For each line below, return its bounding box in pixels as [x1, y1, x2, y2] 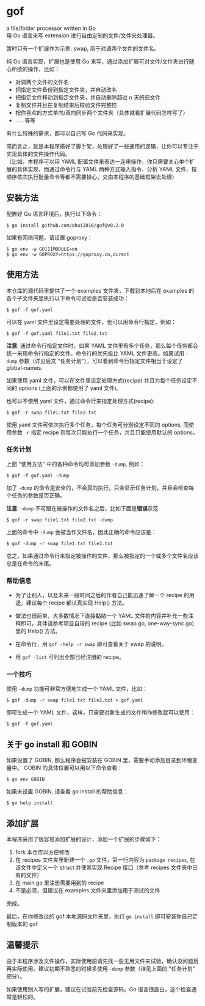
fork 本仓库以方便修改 [15, 848, 70, 856]
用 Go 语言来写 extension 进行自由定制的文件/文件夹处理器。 [6, 32, 159, 39]
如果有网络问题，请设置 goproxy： [6, 233, 93, 241]
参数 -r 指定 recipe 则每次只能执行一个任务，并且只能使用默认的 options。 [11, 428, 198, 436]
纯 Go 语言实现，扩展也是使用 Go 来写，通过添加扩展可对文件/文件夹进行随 [6, 57, 195, 65]
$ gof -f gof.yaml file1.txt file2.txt [6, 330, 108, 337]
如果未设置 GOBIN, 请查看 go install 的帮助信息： [6, 788, 129, 795]
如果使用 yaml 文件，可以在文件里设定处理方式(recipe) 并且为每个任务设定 [6, 376, 192, 384]
